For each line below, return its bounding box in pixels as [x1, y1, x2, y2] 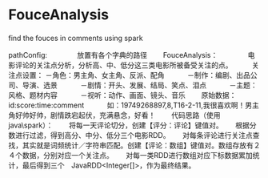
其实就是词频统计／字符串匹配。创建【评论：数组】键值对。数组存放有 [22, 140, 254, 150]
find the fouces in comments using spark [8, 33, 143, 42]
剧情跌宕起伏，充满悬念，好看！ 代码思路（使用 [50, 110, 221, 119]
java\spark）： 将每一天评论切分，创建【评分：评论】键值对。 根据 [8, 120, 250, 130]
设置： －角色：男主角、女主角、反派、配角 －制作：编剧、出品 [22, 70, 250, 79]
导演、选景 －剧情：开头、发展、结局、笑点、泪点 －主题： [22, 80, 258, 90]
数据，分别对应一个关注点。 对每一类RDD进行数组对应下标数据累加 [22, 150, 254, 160]
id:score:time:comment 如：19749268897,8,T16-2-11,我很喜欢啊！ [8, 100, 246, 110]
